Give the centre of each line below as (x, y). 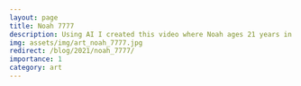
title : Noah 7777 (42, 26)
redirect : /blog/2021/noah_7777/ (72, 51)
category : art (36, 68)
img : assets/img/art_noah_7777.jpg (76, 43)
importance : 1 (36, 59)
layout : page (34, 17)
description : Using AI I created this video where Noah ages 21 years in (151, 34)
